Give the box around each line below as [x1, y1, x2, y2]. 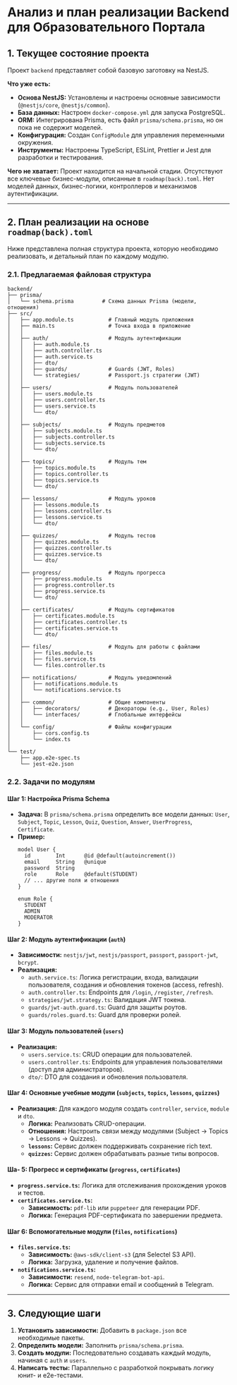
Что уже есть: [7, 80, 51, 88]
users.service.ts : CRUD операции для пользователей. [28, 1050, 193, 1058]
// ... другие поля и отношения [24, 877, 119, 884]
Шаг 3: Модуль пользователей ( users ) [7, 1027, 124, 1035]
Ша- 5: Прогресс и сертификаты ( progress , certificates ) [7, 1165, 181, 1174]
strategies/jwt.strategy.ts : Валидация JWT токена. [28, 996, 186, 1004]
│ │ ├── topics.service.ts [7, 477, 99, 484]
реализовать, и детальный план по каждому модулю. [7, 252, 169, 260]
